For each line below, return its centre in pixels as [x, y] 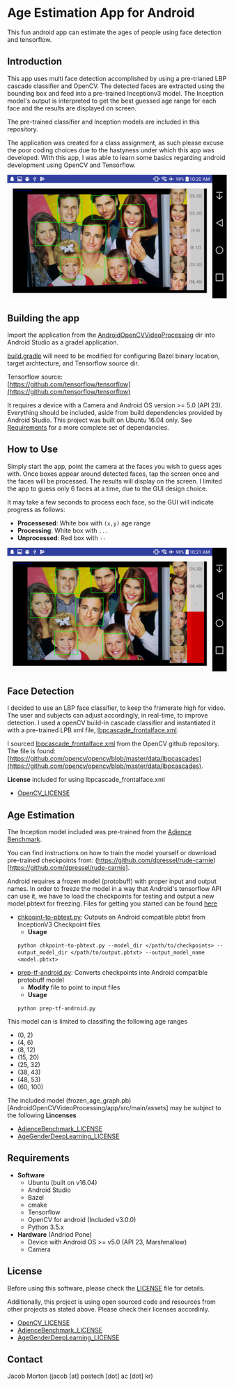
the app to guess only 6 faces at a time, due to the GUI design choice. [107, 488]
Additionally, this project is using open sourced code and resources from [111, 1302]
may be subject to [195, 1108]
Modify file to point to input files [74, 987]
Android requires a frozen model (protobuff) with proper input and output [112, 881]
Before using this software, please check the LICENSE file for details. [106, 1288]
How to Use [33, 450]
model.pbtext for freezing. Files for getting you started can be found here [112, 903]
